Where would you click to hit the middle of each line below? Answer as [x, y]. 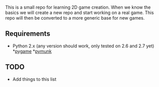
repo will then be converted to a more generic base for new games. [75, 18]
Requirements [28, 34]
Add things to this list [34, 79]
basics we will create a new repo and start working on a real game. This [80, 13]
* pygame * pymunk [32, 51]
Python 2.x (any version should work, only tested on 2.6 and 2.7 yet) [83, 46]
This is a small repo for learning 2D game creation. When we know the [78, 7]
